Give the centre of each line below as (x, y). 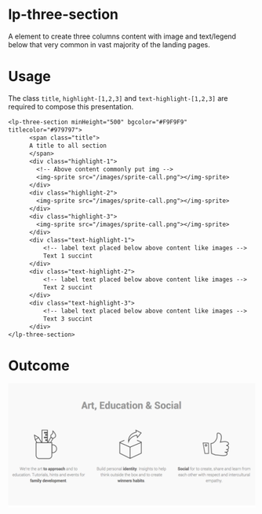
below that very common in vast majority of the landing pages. (109, 44)
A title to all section (68, 146)
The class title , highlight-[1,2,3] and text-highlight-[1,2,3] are (118, 98)
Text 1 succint (67, 256)
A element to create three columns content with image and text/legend (122, 36)
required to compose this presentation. (71, 106)
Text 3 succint (67, 319)
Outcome (39, 366)
